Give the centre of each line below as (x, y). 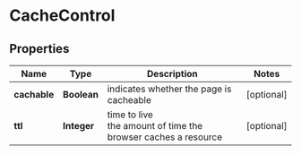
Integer (78, 126)
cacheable (129, 100)
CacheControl (62, 16)
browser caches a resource (165, 137)
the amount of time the (155, 126)
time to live (130, 115)
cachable (34, 95)
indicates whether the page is (169, 89)
